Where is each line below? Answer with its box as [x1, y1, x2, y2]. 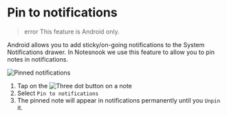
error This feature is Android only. [23, 27, 120, 36]
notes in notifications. [7, 55, 69, 63]
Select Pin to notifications [17, 89, 99, 97]
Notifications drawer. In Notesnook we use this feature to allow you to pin [7, 48, 215, 56]
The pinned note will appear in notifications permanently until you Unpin [17, 96, 221, 104]
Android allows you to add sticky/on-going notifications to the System [7, 40, 205, 49]
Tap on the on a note [17, 81, 133, 90]
